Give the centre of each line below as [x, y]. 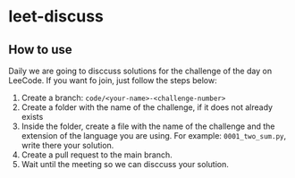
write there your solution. [67, 145]
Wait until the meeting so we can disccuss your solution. [125, 164]
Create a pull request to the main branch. [97, 155]
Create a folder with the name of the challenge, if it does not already [147, 107]
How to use [40, 50]
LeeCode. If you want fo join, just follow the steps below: [113, 81]
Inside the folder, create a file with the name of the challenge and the [148, 126]
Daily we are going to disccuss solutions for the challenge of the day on [140, 71]
